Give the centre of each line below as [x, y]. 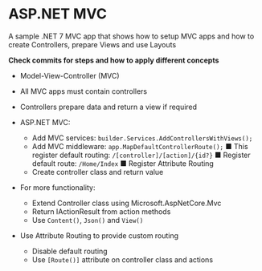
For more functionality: [57, 187]
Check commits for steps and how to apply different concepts [114, 60]
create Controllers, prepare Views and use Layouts [92, 44]
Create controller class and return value [98, 172]
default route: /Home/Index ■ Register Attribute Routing [123, 163]
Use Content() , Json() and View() [88, 220]
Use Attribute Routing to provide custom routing [99, 235]
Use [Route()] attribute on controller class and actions [123, 259]
